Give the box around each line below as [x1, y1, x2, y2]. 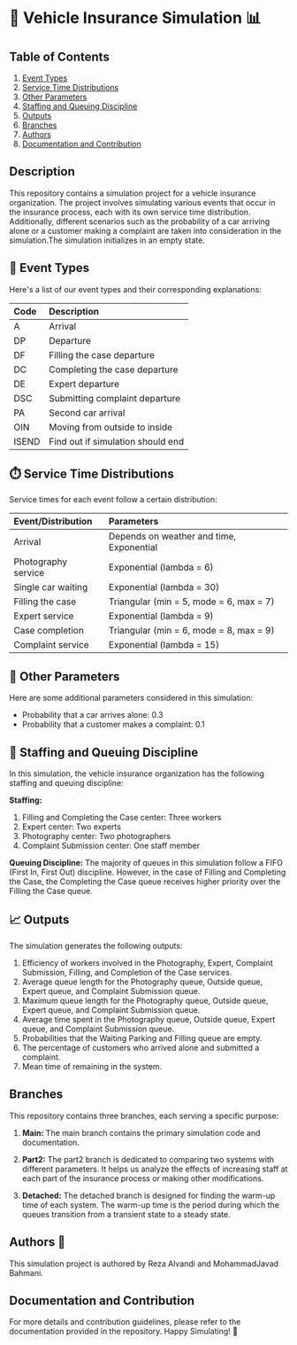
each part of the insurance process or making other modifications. [21, 1172, 264, 1184]
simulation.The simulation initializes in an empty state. [9, 235, 205, 245]
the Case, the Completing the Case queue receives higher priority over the [9, 876, 281, 887]
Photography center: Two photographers [21, 831, 171, 842]
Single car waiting [13, 581, 88, 594]
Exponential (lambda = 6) [109, 561, 214, 573]
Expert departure [48, 377, 120, 390]
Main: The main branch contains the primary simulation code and [21, 1127, 261, 1138]
